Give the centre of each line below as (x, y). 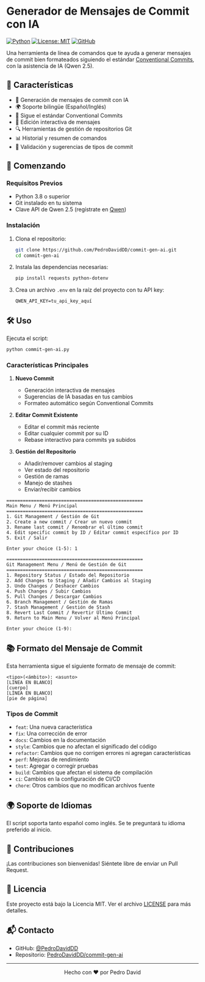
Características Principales (48, 365)
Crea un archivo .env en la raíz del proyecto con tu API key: (90, 290)
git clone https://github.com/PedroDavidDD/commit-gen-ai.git (96, 250)
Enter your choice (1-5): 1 (42, 549)
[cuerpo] (17, 688)
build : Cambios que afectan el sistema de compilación (84, 773)
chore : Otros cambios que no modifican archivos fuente (85, 785)
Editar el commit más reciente (62, 427)
